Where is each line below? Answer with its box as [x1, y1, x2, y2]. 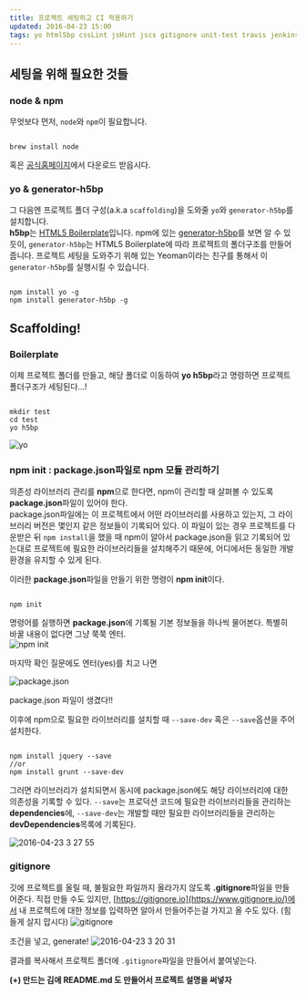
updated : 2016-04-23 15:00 [9, 22, 112, 31]
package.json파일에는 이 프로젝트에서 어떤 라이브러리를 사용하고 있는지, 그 [9, 509, 276, 520]
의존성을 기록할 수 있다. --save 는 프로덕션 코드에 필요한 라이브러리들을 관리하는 [9, 796, 291, 807]
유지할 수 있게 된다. [33, 554, 102, 565]
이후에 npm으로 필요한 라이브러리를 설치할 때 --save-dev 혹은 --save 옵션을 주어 [9, 714, 296, 725]
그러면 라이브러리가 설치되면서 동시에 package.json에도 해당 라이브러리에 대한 [9, 785, 289, 796]
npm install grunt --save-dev [9, 768, 125, 777]
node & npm [9, 94, 64, 107]
